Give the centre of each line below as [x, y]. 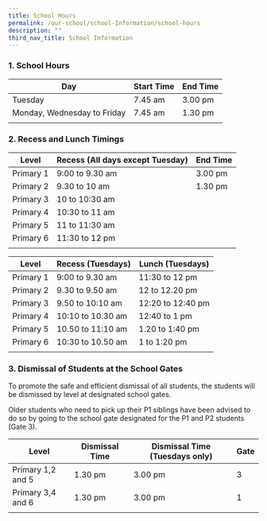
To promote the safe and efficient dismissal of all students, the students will [132, 386]
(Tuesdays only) [181, 457]
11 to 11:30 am [86, 225]
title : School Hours [43, 16]
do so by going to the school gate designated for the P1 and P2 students [126, 418]
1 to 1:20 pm [163, 341]
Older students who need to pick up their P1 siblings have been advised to [130, 410]
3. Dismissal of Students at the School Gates [96, 368]
